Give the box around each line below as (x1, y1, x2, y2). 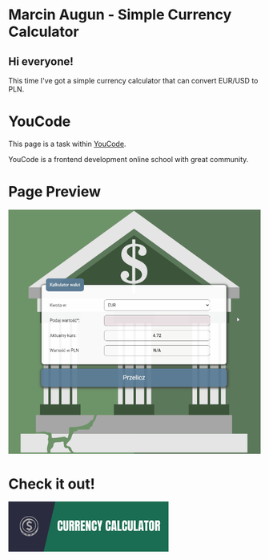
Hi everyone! (8, 55, 74, 68)
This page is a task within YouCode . (8, 139, 126, 148)
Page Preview (8, 183, 102, 201)
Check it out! (8, 475, 95, 493)
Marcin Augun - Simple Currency (8, 6, 232, 24)
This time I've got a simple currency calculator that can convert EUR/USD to (8, 76, 259, 85)
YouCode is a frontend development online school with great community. (8, 154, 249, 164)
